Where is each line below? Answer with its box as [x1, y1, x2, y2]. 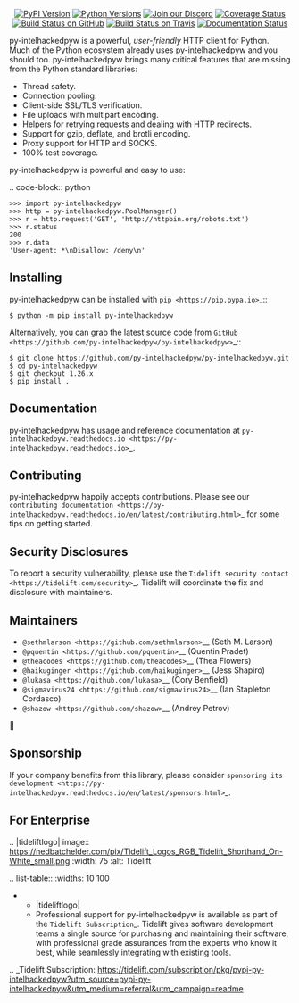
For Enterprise [9, 813, 91, 828]
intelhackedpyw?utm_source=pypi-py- [9, 974, 152, 984]
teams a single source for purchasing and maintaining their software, [35, 928, 289, 939]
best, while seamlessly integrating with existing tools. [35, 947, 232, 957]
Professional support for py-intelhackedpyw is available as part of [35, 908, 278, 919]
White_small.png [9, 855, 71, 866]
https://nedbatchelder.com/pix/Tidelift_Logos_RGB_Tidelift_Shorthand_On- [9, 846, 284, 857]
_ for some [240, 509, 280, 519]
